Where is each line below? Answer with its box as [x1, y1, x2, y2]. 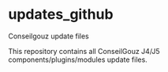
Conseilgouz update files [8, 31, 89, 41]
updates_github [8, 5, 114, 23]
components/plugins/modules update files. [8, 55, 147, 64]
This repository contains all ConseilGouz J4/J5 [8, 46, 160, 56]
